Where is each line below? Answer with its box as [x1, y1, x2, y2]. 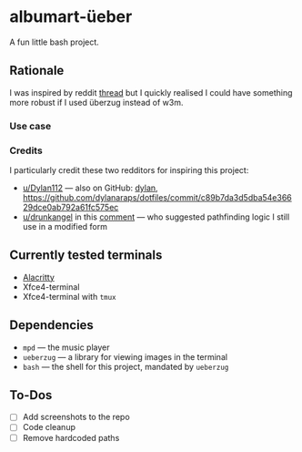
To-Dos [9, 387, 53, 403]
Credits [9, 144, 43, 157]
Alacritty [22, 272, 55, 282]
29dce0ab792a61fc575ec [22, 201, 119, 212]
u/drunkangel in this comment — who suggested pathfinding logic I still [22, 211, 290, 222]
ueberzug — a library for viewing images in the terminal [22, 351, 228, 362]
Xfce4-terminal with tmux [22, 291, 116, 302]
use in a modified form [22, 221, 107, 231]
